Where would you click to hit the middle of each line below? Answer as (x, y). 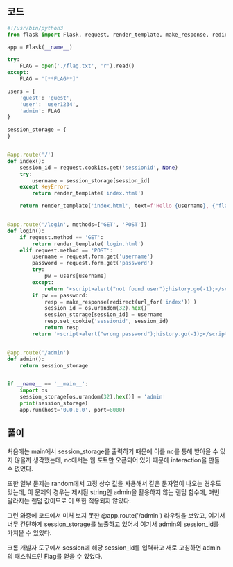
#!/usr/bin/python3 (35, 28)
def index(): (26, 161)
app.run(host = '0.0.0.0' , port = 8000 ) (73, 410)
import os (34, 391)
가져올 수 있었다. (29, 532)
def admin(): (26, 359)
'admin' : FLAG (40, 111)
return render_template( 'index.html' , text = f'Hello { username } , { (118, 206)
